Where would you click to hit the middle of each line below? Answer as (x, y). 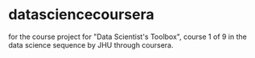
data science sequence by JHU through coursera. (91, 44)
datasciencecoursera (81, 15)
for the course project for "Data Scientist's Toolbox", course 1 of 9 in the (127, 37)
